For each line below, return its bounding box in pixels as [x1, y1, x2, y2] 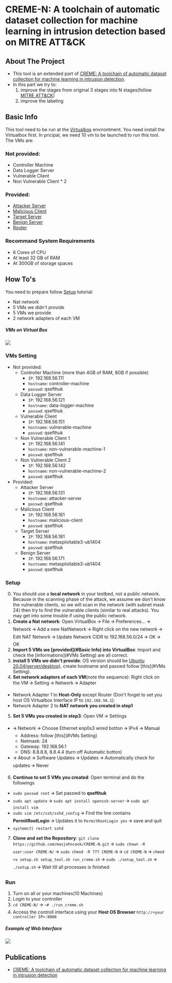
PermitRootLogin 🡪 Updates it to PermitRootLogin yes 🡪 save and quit [12, 818, 162, 824]
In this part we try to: [12, 81, 57, 87]
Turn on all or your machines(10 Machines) [12, 890, 103, 897]
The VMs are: [5, 137, 34, 144]
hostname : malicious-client [28, 517, 83, 523]
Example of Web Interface [5, 925, 62, 932]
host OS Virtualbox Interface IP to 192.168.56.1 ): [12, 697, 115, 703]
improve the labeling [20, 98, 64, 104]
